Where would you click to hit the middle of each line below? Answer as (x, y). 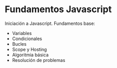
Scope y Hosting (29, 49)
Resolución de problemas (38, 60)
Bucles (19, 44)
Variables (22, 33)
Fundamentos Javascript (58, 9)
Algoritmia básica (30, 55)
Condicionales (27, 39)
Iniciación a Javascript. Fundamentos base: (50, 23)
